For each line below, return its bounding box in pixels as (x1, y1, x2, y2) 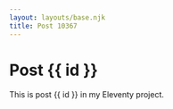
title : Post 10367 (9, 21, 78, 30)
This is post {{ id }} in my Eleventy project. (9, 89, 165, 100)
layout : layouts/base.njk (9, 13, 105, 22)
